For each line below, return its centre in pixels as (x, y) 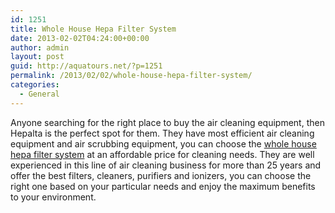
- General (39, 94)
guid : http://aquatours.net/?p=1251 (86, 66)
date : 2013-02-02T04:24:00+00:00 (80, 38)
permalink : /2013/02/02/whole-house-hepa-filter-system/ (131, 76)
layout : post (37, 57)
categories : (35, 85)
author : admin (40, 47)
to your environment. (53, 197)
